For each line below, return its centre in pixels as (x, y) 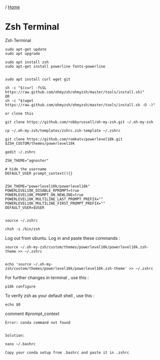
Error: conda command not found (38, 322)
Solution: (15, 335)
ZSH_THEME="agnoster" (27, 160)
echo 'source (18, 264)
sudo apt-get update (26, 49)
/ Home (13, 7)
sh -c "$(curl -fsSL (26, 88)
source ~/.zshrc (21, 220)
